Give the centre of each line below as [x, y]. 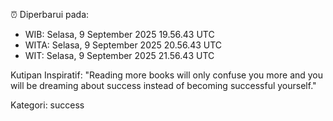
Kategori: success [47, 105]
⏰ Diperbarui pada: [50, 14]
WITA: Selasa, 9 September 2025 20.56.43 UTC [123, 45]
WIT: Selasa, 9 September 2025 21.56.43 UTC [119, 55]
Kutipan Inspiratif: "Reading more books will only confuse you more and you [167, 75]
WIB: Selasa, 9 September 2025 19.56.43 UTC [119, 34]
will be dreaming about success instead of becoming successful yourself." [163, 85]
